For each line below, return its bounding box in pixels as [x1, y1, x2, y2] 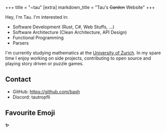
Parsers [12, 40, 29, 46]
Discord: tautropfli [12, 94, 50, 100]
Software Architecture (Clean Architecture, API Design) [12, 29, 127, 35]
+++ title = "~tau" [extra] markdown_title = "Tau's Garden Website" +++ [5, 5, 155, 10]
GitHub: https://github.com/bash [12, 89, 80, 95]
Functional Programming [12, 35, 64, 40]
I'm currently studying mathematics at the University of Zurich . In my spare [5, 50, 161, 56]
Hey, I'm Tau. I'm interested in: [5, 14, 69, 20]
